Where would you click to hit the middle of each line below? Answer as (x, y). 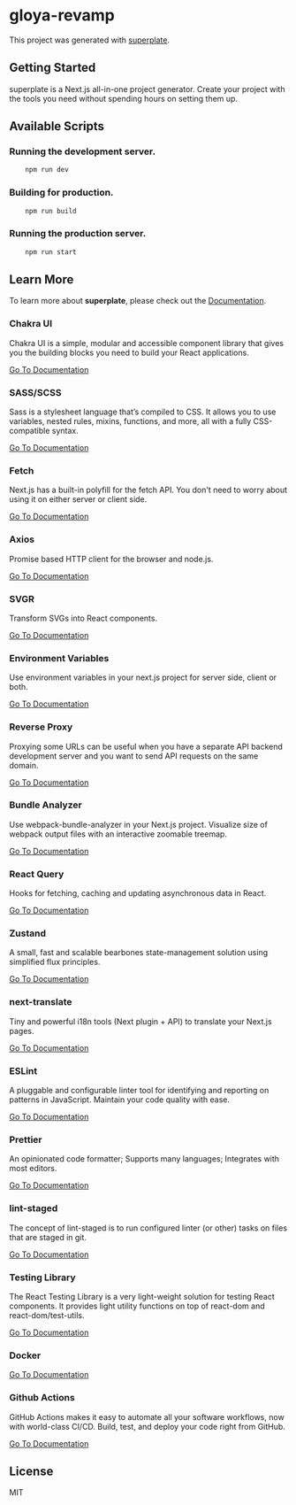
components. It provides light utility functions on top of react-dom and (137, 1306)
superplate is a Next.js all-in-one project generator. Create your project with (147, 89)
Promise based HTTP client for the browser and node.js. (111, 559)
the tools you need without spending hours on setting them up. (124, 98)
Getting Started (53, 68)
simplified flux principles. (55, 962)
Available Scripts (57, 126)
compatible (30, 431)
